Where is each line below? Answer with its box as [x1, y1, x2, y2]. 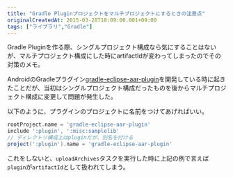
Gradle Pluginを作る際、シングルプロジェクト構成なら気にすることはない [7, 43, 217, 51]
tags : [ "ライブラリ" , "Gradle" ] [7, 23, 93, 30]
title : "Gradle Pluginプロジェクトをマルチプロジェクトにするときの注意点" [7, 10, 205, 17]
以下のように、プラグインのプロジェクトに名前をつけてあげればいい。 [7, 107, 209, 115]
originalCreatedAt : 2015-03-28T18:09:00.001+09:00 [7, 17, 157, 24]
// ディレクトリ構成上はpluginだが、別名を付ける [7, 134, 134, 141]
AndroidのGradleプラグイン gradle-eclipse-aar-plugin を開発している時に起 [7, 75, 220, 83]
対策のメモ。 [7, 60, 44, 69]
